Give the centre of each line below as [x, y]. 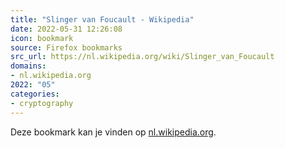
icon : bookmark [42, 38]
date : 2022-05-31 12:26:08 [66, 29]
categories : [35, 94]
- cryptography [42, 103]
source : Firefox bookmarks [66, 47]
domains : [28, 66]
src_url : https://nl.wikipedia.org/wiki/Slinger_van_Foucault [142, 57]
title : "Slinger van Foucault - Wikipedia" [102, 19]
